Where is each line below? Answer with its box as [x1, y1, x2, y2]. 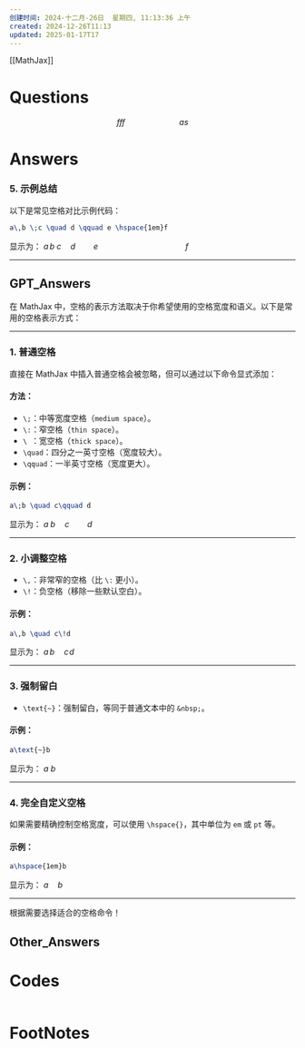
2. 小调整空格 [9, 552, 67, 564]
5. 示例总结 [9, 182, 58, 195]
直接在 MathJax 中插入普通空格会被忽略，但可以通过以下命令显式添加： [9, 368, 277, 379]
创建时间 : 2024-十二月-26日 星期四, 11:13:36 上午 [9, 13, 192, 23]
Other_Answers [9, 934, 100, 949]
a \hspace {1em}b [9, 862, 67, 871]
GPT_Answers [9, 276, 92, 291]
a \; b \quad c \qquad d [9, 501, 92, 511]
